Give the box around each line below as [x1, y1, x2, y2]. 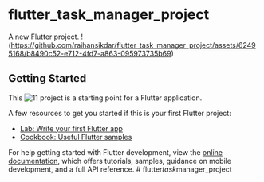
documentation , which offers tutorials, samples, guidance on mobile [8, 156, 231, 165]
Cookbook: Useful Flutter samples [19, 132, 132, 141]
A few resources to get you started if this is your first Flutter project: [8, 108, 231, 118]
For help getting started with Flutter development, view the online [8, 147, 223, 157]
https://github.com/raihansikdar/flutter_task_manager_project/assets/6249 [10, 40, 257, 49]
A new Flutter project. [8, 32, 80, 41]
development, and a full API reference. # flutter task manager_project [8, 165, 232, 174]
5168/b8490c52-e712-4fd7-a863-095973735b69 [8, 48, 171, 58]
